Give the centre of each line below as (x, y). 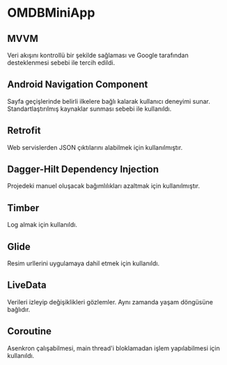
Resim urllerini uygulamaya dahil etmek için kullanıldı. (84, 263)
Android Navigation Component (78, 85)
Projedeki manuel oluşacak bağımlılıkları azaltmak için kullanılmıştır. (104, 186)
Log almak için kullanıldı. (42, 225)
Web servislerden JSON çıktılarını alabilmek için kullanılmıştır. (95, 147)
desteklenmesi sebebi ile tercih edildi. (61, 63)
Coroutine (30, 331)
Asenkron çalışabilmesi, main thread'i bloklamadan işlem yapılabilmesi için (114, 348)
